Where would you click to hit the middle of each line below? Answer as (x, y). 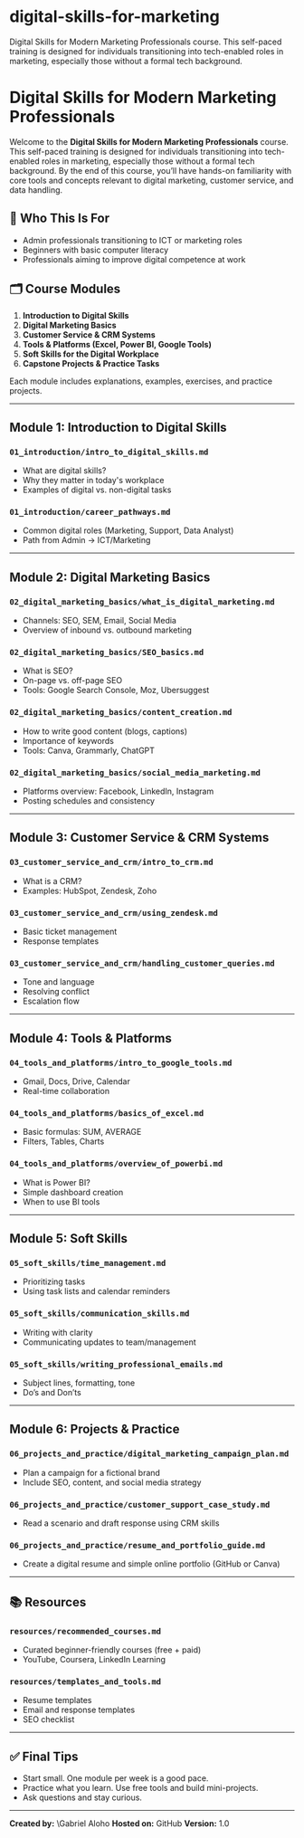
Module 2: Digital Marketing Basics (110, 577)
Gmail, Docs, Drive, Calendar (76, 1081)
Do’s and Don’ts (52, 1392)
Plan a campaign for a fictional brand (91, 1472)
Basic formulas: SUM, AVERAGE (82, 1132)
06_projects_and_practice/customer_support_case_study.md (140, 1505)
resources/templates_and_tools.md (85, 1681)
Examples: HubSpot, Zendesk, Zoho (90, 890)
